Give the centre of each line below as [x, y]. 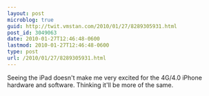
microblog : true [30, 20]
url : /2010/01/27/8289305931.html [57, 58]
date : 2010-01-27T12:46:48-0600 [53, 39]
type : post [23, 52]
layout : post [26, 13]
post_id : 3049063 [32, 33]
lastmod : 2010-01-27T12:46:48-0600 [58, 45]
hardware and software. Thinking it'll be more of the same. [90, 85]
